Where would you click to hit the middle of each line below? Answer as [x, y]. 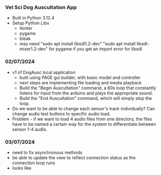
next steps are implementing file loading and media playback [80, 82]
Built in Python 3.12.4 [33, 18]
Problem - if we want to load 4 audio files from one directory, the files [82, 119]
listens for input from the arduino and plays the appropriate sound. [86, 93]
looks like [22, 168]
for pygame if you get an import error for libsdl [95, 49]
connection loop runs [33, 163]
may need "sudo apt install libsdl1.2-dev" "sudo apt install [77, 44]
